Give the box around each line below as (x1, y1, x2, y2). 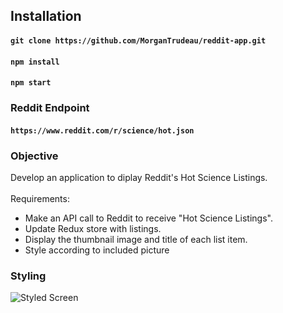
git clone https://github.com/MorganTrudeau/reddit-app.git (10, 35, 267, 46)
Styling (10, 269, 47, 283)
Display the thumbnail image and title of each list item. (24, 233, 248, 245)
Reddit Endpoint (10, 101, 90, 115)
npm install (10, 57, 60, 67)
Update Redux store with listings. (24, 222, 162, 234)
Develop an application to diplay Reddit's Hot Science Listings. (10, 171, 268, 183)
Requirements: (10, 192, 70, 204)
